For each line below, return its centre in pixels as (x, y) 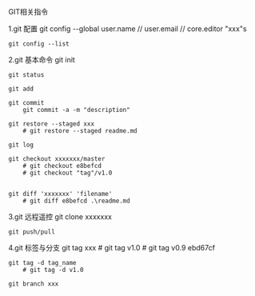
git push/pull (32, 232)
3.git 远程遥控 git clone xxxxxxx (60, 217)
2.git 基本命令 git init (42, 60)
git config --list (39, 44)
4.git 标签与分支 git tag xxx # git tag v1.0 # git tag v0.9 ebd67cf (112, 248)
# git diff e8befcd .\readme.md (76, 201)
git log (21, 145)
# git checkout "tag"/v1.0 (68, 173)
